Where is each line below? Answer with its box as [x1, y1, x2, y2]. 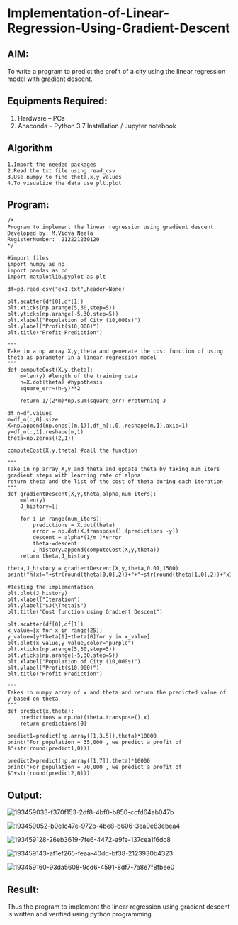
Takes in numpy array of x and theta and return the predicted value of [7, 689, 227, 697]
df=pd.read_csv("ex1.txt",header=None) [7, 286, 125, 293]
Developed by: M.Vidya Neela [7, 230, 93, 237]
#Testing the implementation [7, 584, 93, 591]
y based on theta [7, 695, 59, 703]
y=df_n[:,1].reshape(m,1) [7, 428, 84, 436]
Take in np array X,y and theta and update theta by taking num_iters [7, 466, 220, 473]
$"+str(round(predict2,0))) [7, 770, 91, 777]
